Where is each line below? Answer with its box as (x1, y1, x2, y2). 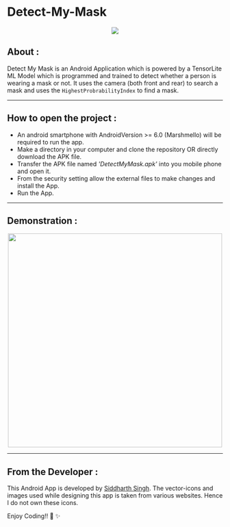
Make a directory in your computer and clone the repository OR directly (16, 145, 218, 153)
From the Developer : (7, 466, 99, 478)
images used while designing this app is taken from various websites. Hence (7, 491, 223, 500)
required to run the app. (16, 138, 84, 146)
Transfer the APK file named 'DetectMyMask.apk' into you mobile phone (16, 159, 222, 168)
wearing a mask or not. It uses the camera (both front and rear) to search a (7, 79, 218, 87)
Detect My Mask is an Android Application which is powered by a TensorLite (7, 64, 222, 73)
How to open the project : (7, 112, 117, 124)
